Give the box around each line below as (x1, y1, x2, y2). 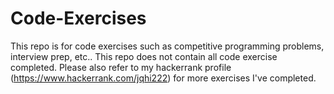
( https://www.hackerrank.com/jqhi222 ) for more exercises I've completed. (10, 72, 317, 84)
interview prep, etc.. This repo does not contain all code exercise (10, 50, 278, 62)
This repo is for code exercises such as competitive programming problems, (10, 40, 325, 52)
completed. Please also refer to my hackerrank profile (10, 61, 232, 73)
